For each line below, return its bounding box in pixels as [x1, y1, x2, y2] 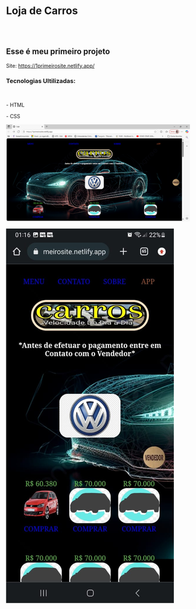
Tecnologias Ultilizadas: [6, 77, 76, 85]
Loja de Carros [6, 4, 78, 18]
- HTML [6, 101, 25, 109]
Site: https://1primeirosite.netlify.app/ [6, 62, 95, 69]
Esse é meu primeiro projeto [6, 47, 110, 57]
